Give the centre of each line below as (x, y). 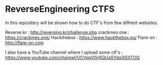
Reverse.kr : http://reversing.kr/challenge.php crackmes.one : (67, 32)
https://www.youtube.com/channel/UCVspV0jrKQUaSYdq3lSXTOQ (72, 57)
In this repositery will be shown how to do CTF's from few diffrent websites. (82, 23)
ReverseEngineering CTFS (60, 9)
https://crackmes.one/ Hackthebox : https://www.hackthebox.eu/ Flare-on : (81, 37)
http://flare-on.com (25, 42)
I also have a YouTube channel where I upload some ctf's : (64, 52)
